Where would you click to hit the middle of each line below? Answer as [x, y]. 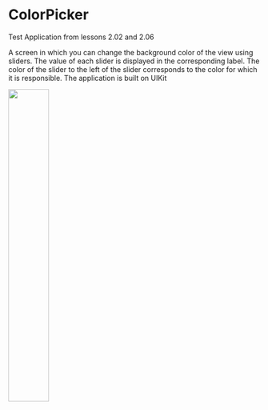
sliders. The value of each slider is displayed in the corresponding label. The [134, 61]
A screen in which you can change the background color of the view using [131, 52]
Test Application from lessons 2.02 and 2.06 [81, 37]
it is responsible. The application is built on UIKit [88, 78]
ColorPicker [49, 15]
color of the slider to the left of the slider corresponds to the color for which [133, 69]
